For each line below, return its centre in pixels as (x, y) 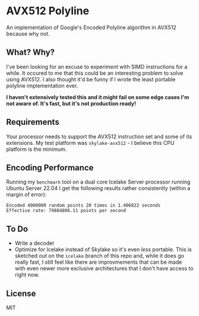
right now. (27, 275)
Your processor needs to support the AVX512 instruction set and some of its (99, 136)
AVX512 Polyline (48, 11)
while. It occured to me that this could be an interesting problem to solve (95, 73)
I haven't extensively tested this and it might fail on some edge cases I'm (98, 97)
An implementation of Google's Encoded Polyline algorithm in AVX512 (91, 27)
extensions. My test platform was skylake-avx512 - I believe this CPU (90, 143)
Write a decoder (34, 243)
